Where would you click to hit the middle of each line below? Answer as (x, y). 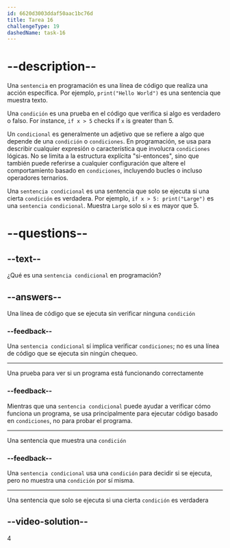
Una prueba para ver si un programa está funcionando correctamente (105, 373)
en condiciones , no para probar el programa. (70, 420)
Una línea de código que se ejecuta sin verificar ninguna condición (101, 313)
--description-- (52, 67)
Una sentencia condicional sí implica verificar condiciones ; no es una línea (113, 346)
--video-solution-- (48, 522)
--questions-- (47, 233)
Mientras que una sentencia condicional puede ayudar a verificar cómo (109, 406)
